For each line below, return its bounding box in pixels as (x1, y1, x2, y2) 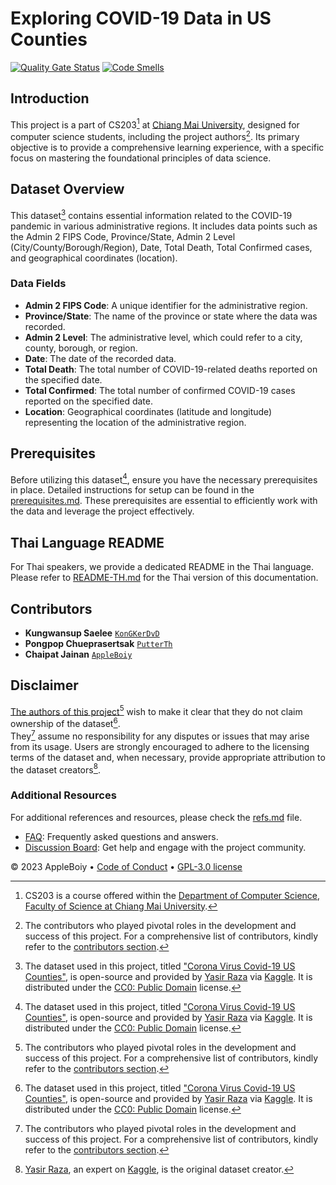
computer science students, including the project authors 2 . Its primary (10, 129, 300, 143)
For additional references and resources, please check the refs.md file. (10, 811, 303, 823)
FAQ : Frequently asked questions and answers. (24, 830, 219, 842)
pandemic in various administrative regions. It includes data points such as (10, 220, 318, 232)
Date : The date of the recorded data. (24, 352, 177, 364)
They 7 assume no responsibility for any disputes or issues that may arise (10, 728, 310, 742)
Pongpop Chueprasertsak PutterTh (24, 637, 173, 649)
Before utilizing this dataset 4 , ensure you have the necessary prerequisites (10, 472, 318, 486)
